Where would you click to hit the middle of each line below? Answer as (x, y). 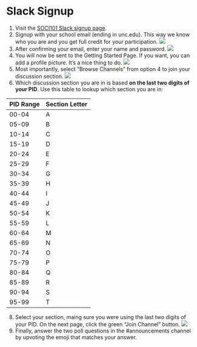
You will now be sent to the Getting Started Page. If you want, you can (102, 55)
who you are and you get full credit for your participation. (86, 41)
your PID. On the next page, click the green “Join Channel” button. (97, 324)
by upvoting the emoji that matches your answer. (76, 337)
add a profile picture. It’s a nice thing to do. (68, 63)
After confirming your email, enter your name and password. (91, 49)
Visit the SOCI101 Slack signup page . (61, 28)
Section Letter (67, 104)
